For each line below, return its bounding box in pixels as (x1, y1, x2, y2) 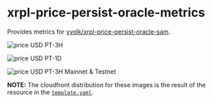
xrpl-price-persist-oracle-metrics (7, 5, 205, 21)
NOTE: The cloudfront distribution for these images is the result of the (7, 80, 206, 89)
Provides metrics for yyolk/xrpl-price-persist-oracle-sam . (7, 27, 171, 36)
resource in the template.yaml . (7, 88, 94, 96)
